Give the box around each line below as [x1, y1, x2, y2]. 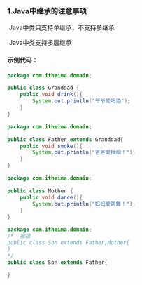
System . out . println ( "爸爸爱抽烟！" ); [32, 149, 136, 156]
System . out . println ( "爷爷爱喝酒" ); [32, 98, 131, 105]
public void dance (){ [20, 194, 83, 201]
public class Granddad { [7, 84, 80, 92]
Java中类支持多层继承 [8, 39, 72, 47]
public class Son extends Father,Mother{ [7, 239, 130, 246]
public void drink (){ [20, 91, 83, 98]
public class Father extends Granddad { [7, 135, 124, 143]
